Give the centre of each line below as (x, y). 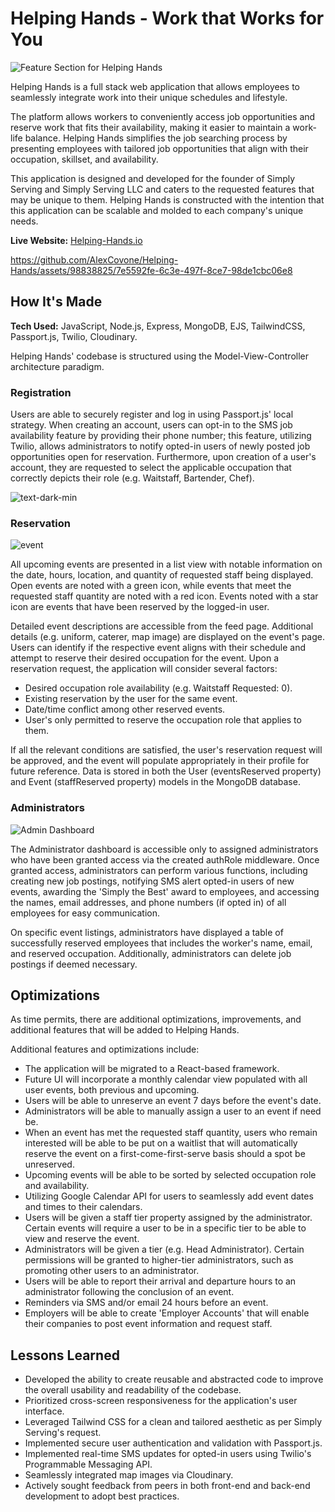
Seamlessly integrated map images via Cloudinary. (129, 1475)
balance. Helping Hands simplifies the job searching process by (156, 138)
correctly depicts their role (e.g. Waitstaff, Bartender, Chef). (132, 478)
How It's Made (56, 302)
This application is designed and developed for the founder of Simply (153, 178)
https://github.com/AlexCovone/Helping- (94, 259)
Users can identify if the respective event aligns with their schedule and (158, 648)
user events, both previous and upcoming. (112, 1090)
